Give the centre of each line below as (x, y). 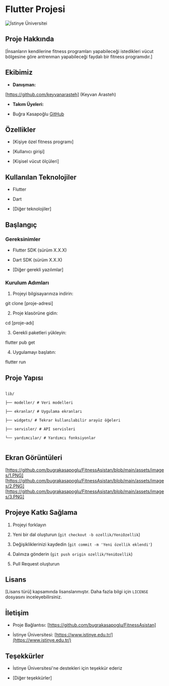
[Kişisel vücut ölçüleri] (36, 161)
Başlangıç (21, 225)
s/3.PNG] (15, 496)
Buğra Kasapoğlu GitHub (38, 114)
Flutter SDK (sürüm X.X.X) (40, 250)
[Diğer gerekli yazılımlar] (38, 269)
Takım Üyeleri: (28, 104)
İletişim (17, 613)
